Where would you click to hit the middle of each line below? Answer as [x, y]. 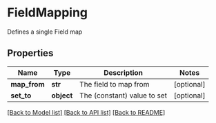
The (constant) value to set [123, 96]
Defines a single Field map [45, 32]
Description [123, 72]
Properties [30, 53]
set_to [21, 96]
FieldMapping [48, 13]
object [62, 96]
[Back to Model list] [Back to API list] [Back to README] [86, 112]
